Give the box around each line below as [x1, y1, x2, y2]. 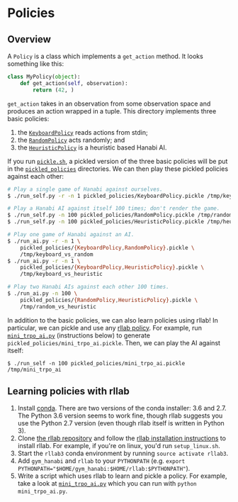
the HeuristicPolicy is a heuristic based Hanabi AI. [17, 143, 167, 152]
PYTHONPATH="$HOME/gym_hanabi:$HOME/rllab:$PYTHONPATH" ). [17, 464, 191, 473]
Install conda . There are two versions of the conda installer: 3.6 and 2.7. [17, 404, 227, 413]
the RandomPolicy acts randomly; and [17, 135, 125, 144]
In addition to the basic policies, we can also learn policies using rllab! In [7, 316, 218, 324]
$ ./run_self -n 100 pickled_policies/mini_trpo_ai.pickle [7, 359, 186, 367]
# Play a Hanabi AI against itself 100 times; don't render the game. [7, 205, 220, 212]
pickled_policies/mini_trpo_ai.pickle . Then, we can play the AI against [7, 338, 221, 347]
